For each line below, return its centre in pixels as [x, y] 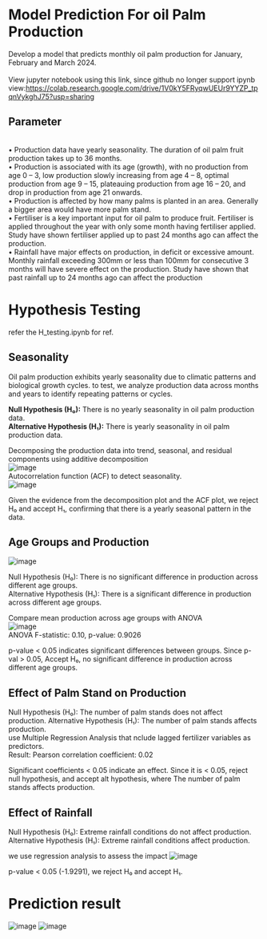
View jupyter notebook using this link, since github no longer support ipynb [132, 79]
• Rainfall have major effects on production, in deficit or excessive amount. [131, 252]
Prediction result [65, 904]
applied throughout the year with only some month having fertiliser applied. [132, 226]
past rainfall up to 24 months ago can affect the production [106, 277]
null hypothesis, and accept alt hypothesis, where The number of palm [125, 779]
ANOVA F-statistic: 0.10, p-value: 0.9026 [75, 635]
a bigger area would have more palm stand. [80, 209]
